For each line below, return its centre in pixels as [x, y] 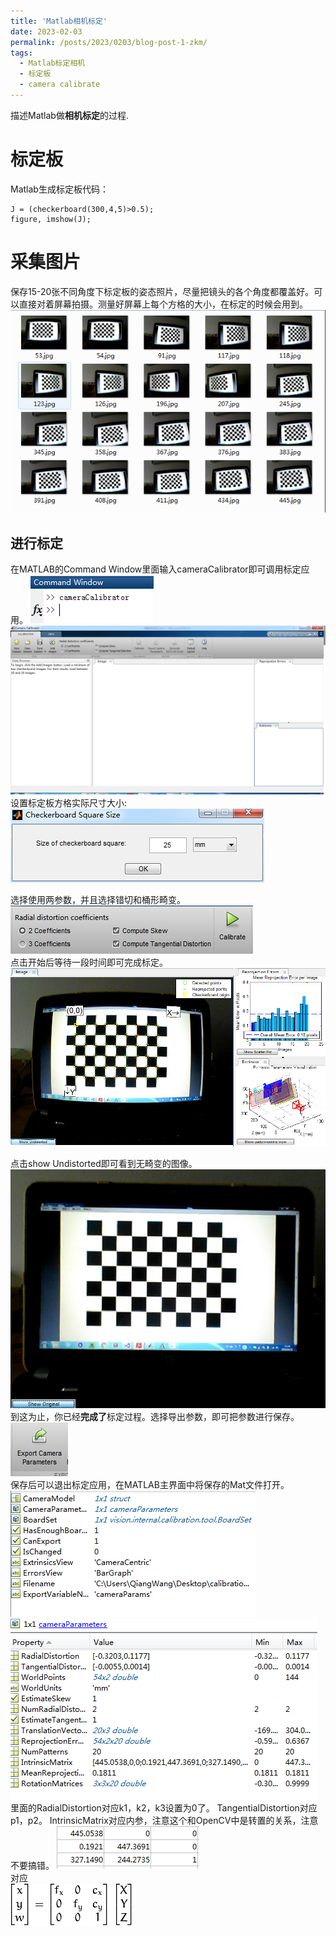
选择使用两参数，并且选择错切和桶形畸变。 [98, 899]
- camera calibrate [60, 85]
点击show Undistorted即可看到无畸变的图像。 [104, 1163]
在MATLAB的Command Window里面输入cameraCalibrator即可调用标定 [156, 569]
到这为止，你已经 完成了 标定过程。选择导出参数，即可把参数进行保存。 [155, 1416]
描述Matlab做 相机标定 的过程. [69, 115]
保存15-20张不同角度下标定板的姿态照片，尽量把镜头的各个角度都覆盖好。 [162, 291]
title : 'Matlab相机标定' [59, 21]
